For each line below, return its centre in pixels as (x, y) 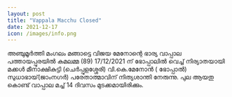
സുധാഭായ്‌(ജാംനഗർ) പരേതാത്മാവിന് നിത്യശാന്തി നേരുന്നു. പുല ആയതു (111, 77)
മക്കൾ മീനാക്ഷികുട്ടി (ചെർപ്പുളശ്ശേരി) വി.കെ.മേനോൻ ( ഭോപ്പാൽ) (97, 69)
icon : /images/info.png (42, 33)
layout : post (26, 14)
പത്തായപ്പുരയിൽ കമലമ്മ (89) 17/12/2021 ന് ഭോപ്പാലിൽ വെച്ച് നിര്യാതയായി (116, 61)
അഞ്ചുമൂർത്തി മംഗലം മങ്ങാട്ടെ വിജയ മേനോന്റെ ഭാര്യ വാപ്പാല (95, 53)
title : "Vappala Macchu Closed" (54, 20)
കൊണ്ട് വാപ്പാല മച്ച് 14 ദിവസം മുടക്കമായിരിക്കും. (75, 85)
